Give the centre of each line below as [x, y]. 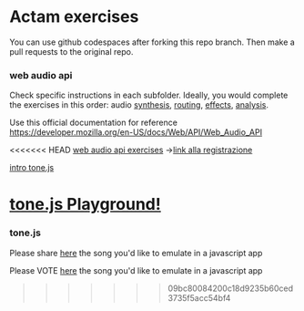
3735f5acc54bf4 [199, 297]
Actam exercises [74, 17]
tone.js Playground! [85, 205]
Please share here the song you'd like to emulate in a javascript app [136, 253]
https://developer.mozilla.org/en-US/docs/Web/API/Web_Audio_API [136, 132]
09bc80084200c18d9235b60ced [231, 288]
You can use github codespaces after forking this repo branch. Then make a [152, 42]
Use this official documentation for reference [93, 123]
